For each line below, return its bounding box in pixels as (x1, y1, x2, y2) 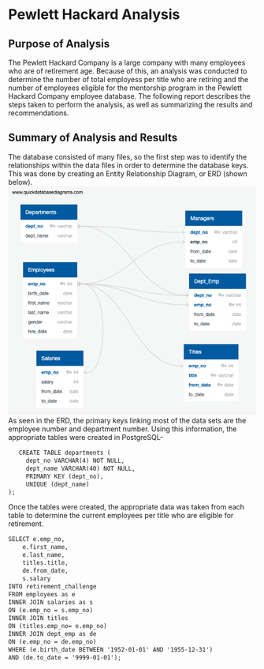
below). (8, 177, 33, 186)
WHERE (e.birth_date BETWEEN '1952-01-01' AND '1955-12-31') (8, 645, 214, 653)
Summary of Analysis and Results (8, 131, 178, 145)
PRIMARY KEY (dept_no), (25, 472, 104, 480)
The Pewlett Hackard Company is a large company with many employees (8, 58, 246, 67)
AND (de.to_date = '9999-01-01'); (8, 653, 122, 661)
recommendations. (8, 108, 69, 118)
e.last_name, (22, 551, 65, 558)
